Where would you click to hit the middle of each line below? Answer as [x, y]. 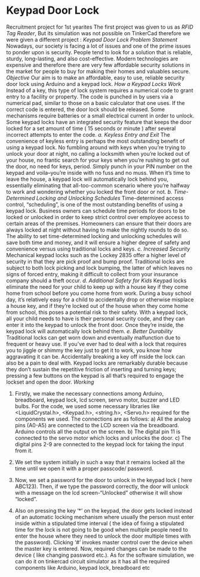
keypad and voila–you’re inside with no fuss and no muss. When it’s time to [99, 172]
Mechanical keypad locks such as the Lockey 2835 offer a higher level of [96, 255]
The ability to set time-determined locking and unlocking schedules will [94, 236]
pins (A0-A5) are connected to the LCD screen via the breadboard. [97, 425]
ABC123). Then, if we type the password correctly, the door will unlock [102, 486]
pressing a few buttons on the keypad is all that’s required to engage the [95, 375]
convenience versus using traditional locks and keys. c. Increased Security [98, 249]
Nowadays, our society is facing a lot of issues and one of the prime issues [99, 46]
